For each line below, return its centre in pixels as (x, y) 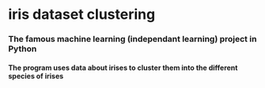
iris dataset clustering (82, 15)
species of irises (36, 75)
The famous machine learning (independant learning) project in (132, 39)
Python (23, 49)
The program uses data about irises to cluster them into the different (123, 68)
